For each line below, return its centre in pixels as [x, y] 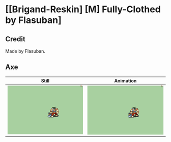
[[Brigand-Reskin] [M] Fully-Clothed [83, 9]
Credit [15, 39]
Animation [125, 81]
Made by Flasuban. [25, 51]
